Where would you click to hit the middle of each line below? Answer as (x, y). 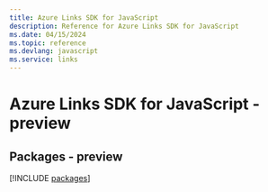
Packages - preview (66, 156)
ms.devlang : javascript (54, 51)
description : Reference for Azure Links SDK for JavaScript (125, 26)
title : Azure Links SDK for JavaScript (84, 18)
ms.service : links (44, 59)
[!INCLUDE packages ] (50, 178)
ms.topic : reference (48, 43)
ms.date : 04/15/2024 (48, 34)
